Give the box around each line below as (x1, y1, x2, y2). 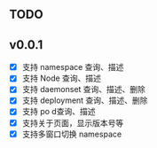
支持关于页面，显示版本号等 (21, 117, 124, 128)
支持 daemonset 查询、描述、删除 (21, 84, 146, 95)
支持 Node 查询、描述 (21, 73, 102, 83)
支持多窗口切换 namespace (21, 129, 122, 139)
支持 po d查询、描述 (21, 106, 96, 117)
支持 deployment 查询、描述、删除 (21, 95, 148, 105)
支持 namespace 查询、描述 (21, 62, 124, 73)
